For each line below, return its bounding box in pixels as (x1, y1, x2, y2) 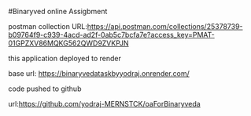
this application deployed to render (8, 54, 122, 63)
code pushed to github (8, 84, 82, 93)
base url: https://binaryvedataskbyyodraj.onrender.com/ (8, 69, 190, 78)
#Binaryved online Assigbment (8, 7, 108, 16)
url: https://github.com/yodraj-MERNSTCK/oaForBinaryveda (8, 100, 201, 108)
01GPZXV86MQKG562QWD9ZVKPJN (8, 38, 129, 48)
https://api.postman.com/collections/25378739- (87, 22, 243, 31)
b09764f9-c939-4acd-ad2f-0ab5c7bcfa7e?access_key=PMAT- (8, 31, 215, 39)
